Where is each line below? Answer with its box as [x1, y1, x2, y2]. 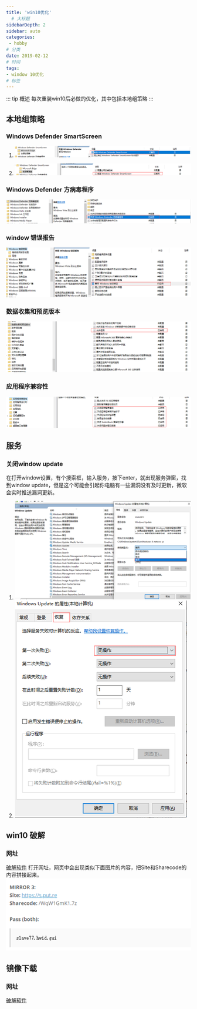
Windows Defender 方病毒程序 [6, 185, 94, 193]
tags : [6, 65, 19, 71]
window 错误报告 [6, 233, 55, 242]
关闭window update [6, 460, 63, 468]
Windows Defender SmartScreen [6, 132, 103, 140]
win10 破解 [6, 830, 45, 840]
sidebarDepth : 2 [6, 22, 46, 28]
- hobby [8, 41, 28, 46]
